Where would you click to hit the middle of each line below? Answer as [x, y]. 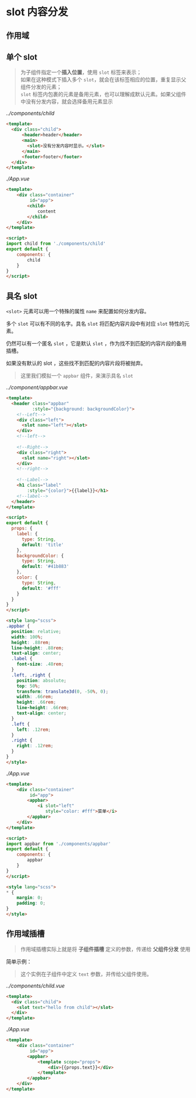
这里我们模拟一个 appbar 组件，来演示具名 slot [77, 376]
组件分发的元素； [41, 87]
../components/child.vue [36, 986]
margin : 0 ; [30, 898]
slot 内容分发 [37, 12]
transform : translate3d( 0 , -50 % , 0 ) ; [63, 692]
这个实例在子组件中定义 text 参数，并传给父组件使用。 [86, 974]
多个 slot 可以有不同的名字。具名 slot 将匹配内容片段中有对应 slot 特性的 [95, 324]
